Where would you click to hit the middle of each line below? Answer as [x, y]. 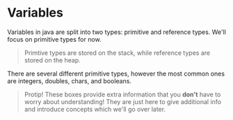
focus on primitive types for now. [55, 39]
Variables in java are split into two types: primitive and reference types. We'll [116, 32]
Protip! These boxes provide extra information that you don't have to [122, 94]
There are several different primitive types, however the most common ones [116, 74]
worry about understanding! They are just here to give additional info [122, 101]
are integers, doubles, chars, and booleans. [70, 80]
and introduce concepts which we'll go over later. [95, 109]
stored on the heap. [53, 60]
